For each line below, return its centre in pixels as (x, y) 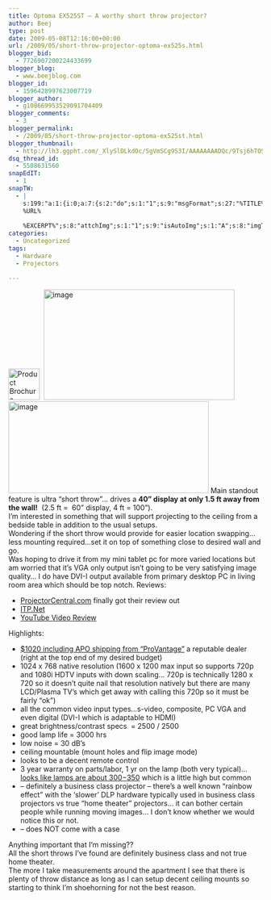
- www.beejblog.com (48, 76)
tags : (17, 249)
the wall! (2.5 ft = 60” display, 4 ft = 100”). (81, 507)
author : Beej (30, 23)
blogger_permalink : (41, 128)
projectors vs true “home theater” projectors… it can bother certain (131, 803)
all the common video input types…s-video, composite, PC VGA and (133, 709)
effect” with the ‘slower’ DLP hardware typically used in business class (138, 794)
